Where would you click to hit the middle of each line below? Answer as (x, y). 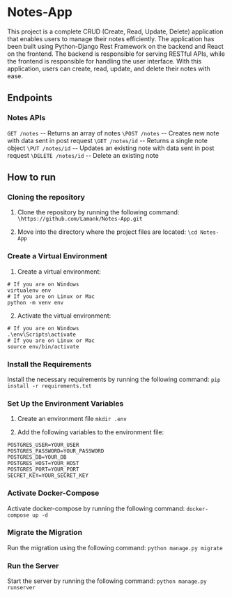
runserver (22, 588)
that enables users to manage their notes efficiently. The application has (111, 38)
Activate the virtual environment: (64, 316)
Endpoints (30, 98)
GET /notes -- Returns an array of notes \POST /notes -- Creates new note (113, 133)
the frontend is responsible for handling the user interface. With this (105, 61)
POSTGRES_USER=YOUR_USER (43, 445)
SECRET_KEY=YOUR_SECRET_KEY (48, 476)
